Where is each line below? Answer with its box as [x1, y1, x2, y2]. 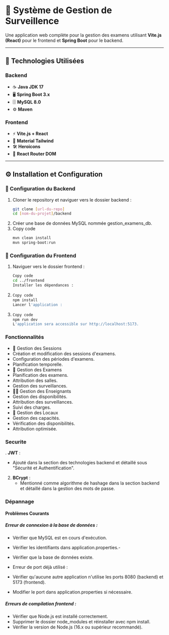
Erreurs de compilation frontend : [5, 601, 76, 607]
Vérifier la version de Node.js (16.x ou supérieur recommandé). [12, 624, 143, 630]
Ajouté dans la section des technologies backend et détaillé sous [12, 459, 147, 465]
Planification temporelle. [12, 361, 63, 367]
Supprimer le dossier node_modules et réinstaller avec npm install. [12, 619, 151, 625]
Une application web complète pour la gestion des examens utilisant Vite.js [5, 32, 162, 38]
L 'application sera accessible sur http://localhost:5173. [12, 322, 139, 327]
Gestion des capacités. [12, 415, 60, 421]
